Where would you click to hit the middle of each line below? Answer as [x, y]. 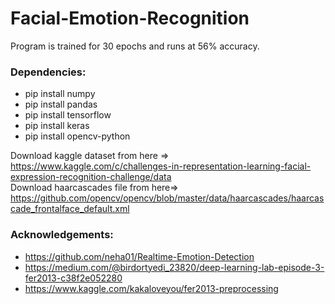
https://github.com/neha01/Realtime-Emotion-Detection [139, 256]
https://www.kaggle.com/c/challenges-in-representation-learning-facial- [161, 166]
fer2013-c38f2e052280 [73, 278]
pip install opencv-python [77, 136]
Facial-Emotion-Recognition [130, 18]
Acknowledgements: [62, 235]
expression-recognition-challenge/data [91, 177]
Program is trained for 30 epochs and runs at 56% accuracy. [135, 46]
